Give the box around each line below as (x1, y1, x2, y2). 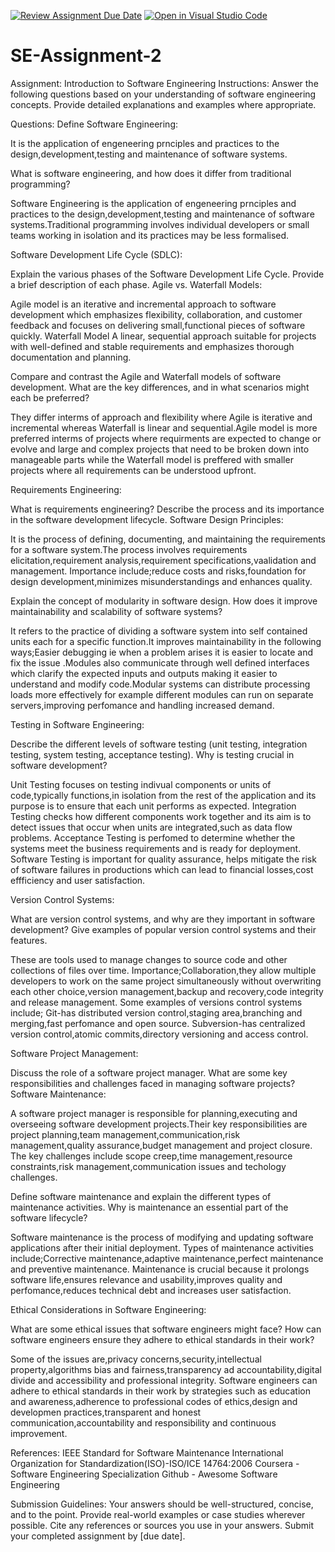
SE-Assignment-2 (10, 45, 162, 67)
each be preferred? (10, 391, 90, 404)
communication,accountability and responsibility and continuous (10, 1416, 277, 1429)
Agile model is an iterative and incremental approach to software (10, 298, 277, 310)
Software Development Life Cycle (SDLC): (10, 248, 183, 260)
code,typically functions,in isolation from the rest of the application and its (10, 789, 317, 801)
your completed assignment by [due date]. (10, 1530, 186, 1542)
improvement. (10, 1427, 68, 1439)
